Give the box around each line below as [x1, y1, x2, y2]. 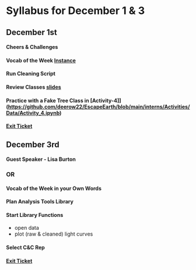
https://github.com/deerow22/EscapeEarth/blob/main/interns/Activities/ [8, 103, 190, 110]
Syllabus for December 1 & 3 [6, 4, 145, 17]
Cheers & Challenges [6, 44, 58, 51]
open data [14, 225, 40, 232]
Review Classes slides [6, 83, 61, 90]
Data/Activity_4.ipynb [6, 109, 60, 116]
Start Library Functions [6, 211, 64, 218]
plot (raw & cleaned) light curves [14, 230, 93, 237]
